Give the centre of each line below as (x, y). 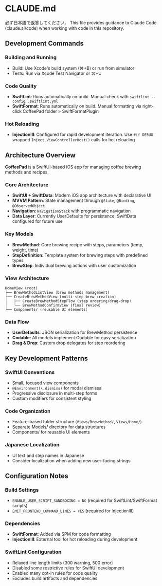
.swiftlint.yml (43, 101)
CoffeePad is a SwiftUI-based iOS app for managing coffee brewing (73, 167)
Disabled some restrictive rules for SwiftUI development (68, 568)
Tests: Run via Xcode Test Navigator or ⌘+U (57, 73)
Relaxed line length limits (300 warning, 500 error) (63, 563)
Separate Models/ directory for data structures (59, 427)
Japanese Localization (32, 445)
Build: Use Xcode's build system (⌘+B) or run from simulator (73, 68)
